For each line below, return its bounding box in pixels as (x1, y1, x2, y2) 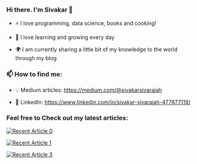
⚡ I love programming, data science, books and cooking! (15, 19, 157, 27)
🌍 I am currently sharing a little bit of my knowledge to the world (15, 46, 178, 53)
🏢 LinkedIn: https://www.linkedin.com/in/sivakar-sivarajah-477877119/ (15, 98, 191, 106)
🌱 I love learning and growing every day (15, 33, 115, 41)
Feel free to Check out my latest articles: (6, 114, 129, 122)
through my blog (15, 55, 57, 62)
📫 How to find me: (6, 70, 63, 78)
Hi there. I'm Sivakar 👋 (6, 5, 73, 14)
